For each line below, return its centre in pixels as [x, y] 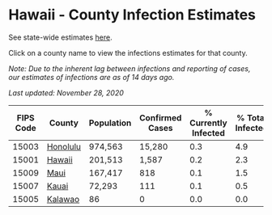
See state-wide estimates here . [60, 37]
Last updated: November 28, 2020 [66, 93]
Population [110, 123]
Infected [208, 133]
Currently [209, 123]
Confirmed [160, 117]
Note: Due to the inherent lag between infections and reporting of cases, [130, 68]
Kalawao [63, 199]
